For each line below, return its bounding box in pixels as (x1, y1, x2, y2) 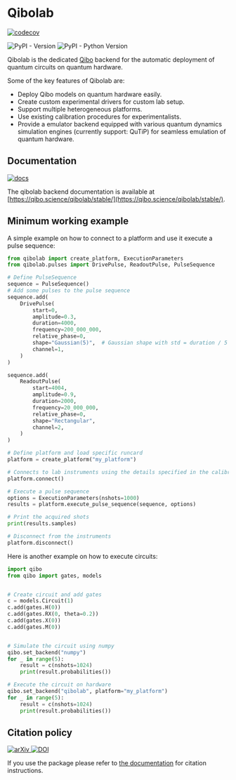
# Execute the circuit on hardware (7, 681, 112, 689)
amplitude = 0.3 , (32, 313, 77, 320)
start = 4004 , (32, 385, 68, 392)
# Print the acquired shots (7, 514, 90, 521)
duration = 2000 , (32, 398, 77, 405)
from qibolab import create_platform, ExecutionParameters (7, 255, 184, 262)
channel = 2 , (32, 423, 65, 431)
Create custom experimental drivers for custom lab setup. (17, 97, 185, 106)
